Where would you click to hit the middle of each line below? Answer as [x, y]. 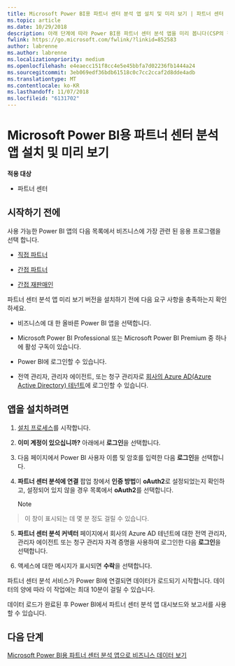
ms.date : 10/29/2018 [37, 27]
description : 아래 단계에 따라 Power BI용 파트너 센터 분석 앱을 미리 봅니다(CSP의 [116, 33]
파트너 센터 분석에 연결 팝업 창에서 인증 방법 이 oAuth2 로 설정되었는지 [112, 481]
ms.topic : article [34, 20]
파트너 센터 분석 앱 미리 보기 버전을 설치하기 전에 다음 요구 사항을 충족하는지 [111, 299]
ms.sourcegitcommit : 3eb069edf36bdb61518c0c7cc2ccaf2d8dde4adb [101, 72]
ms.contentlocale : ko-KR [43, 86]
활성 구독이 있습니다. [53, 346]
